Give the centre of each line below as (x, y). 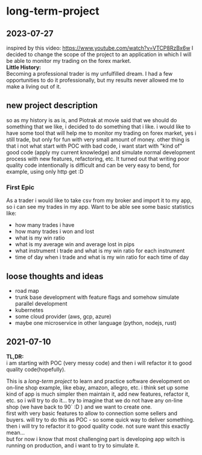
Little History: (24, 67)
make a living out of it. (34, 87)
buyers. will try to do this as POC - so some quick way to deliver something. (100, 419)
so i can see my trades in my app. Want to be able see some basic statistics (100, 207)
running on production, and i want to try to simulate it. (73, 445)
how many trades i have (45, 225)
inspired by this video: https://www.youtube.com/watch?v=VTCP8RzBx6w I (100, 48)
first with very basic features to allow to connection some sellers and (92, 413)
